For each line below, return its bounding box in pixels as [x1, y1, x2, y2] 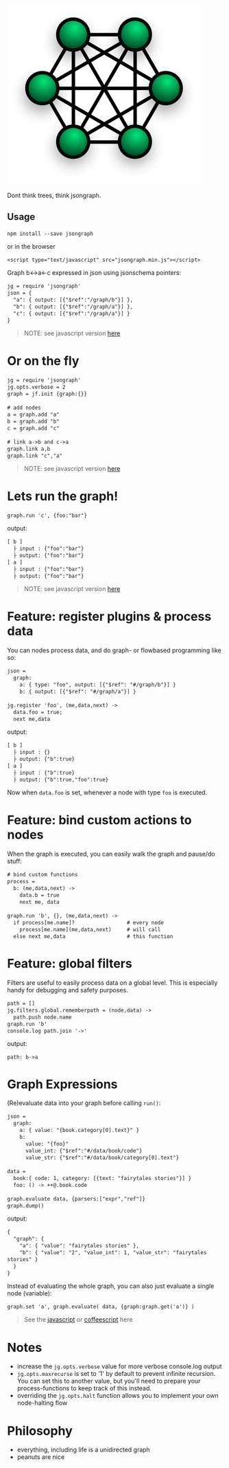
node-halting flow [16, 1399, 68, 1407]
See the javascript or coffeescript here [23, 1315, 133, 1324]
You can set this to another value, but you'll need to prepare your [16, 1377, 201, 1386]
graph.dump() [7, 1203, 45, 1210]
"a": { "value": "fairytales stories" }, [19, 1243, 139, 1249]
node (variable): [7, 1289, 52, 1298]
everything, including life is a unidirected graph [16, 1445, 151, 1454]
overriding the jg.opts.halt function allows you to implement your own [16, 1392, 219, 1400]
